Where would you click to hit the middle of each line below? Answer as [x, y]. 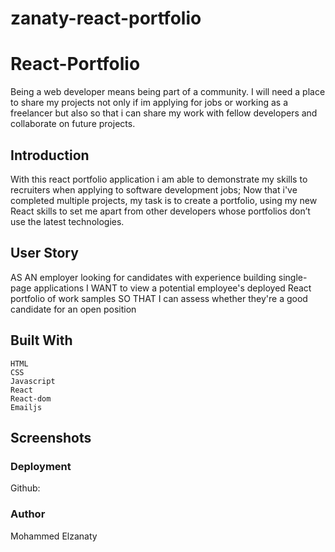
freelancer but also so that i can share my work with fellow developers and [164, 113]
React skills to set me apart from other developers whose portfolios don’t [160, 211]
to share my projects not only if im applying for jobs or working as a [149, 103]
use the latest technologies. [67, 221]
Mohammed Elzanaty [54, 536]
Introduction [50, 155]
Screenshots [51, 437]
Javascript [33, 381]
